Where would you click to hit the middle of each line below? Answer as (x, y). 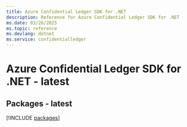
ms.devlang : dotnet (30, 34)
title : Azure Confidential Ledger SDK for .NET (66, 12)
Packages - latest (39, 103)
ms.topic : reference (32, 28)
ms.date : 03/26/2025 (32, 23)
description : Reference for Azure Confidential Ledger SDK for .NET (93, 17)
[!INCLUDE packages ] (33, 118)
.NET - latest (38, 82)
